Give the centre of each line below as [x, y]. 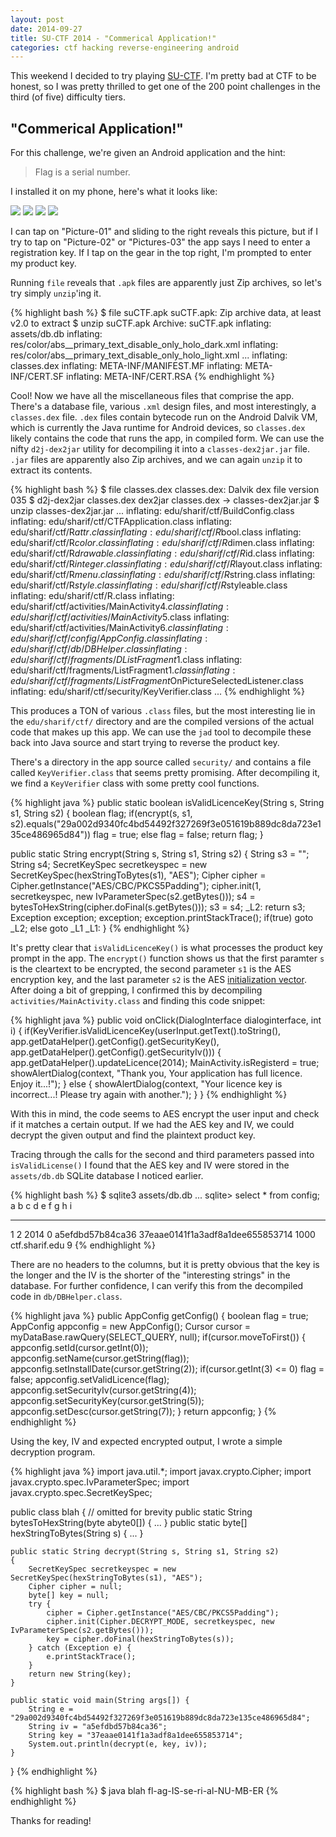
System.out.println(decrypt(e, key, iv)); [118, 1744]
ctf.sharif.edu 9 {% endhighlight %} [83, 1245]
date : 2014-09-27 [46, 29]
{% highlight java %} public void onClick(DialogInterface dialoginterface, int [166, 1020]
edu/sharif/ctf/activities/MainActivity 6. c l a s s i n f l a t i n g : [119, 628]
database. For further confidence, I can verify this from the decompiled [157, 1286]
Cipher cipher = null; [75, 1587]
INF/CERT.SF [37, 377]
